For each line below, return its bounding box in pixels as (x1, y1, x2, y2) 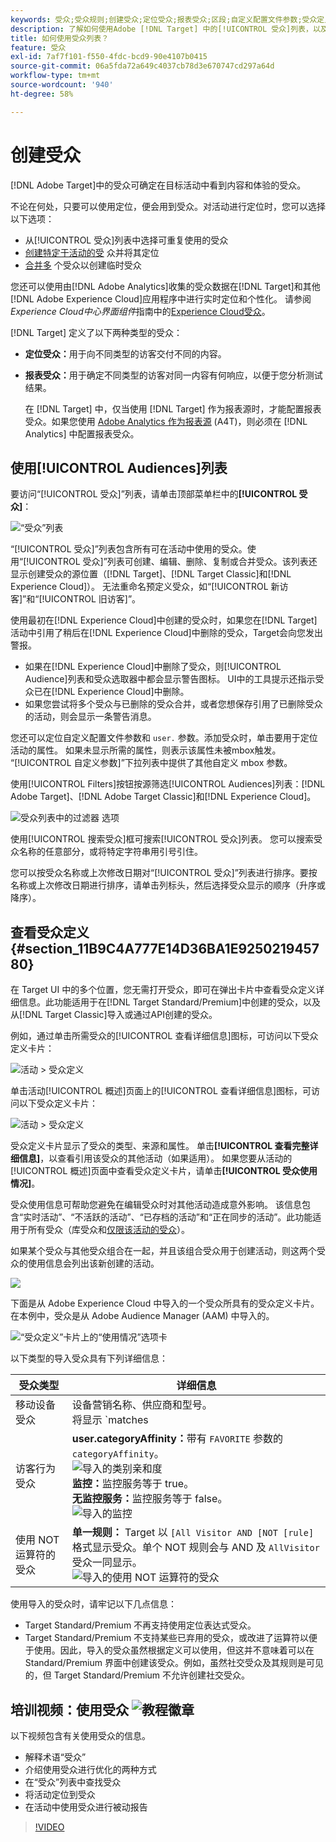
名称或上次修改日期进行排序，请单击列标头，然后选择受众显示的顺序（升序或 (10, 879, 326, 891)
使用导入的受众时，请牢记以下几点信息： (10, 1598, 177, 1610)
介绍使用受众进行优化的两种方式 (24, 1764, 157, 1775)
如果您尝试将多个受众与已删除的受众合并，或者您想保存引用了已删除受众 (24, 698, 323, 710)
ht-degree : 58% (10, 89, 74, 99)
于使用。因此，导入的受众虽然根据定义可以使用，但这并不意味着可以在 (24, 1644, 315, 1656)
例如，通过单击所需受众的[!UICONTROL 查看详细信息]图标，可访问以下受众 (10, 1030, 319, 1042)
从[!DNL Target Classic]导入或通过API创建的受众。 (10, 1009, 218, 1021)
